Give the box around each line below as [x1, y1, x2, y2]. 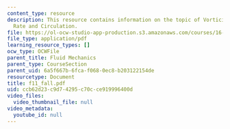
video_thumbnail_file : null [13, 99, 94, 106]
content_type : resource [7, 10, 75, 17]
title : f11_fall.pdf [7, 80, 66, 87]
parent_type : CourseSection [7, 61, 88, 68]
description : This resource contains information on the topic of [7, 16, 201, 23]
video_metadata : [7, 105, 53, 112]
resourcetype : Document [7, 73, 75, 81]
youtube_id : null [13, 111, 63, 118]
